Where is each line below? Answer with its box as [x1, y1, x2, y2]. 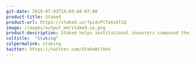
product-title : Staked [6, 14, 61, 20]
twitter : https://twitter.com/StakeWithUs [6, 46, 111, 52]
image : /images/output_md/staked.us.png [6, 24, 106, 31]
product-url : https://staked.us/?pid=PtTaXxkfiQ [6, 19, 127, 25]
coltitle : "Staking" [6, 35, 59, 41]
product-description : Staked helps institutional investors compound [6, 30, 179, 36]
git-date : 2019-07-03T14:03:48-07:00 [6, 8, 98, 15]
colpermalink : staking [6, 41, 61, 47]
